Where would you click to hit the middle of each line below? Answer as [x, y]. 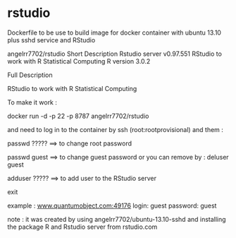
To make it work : [32, 102]
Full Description [30, 75]
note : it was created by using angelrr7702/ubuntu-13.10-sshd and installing [117, 219]
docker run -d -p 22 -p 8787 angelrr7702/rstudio [78, 116]
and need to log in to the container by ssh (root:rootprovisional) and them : [116, 129]
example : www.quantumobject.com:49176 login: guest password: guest [112, 206]
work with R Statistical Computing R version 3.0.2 [79, 61]
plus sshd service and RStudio [51, 40]
